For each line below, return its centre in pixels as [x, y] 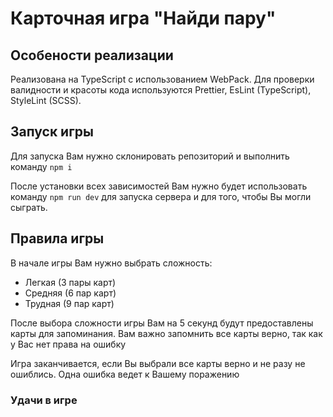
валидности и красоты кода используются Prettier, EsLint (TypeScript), [161, 90]
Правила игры [57, 238]
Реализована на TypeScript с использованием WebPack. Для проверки [162, 79]
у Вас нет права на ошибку [68, 344]
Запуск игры [52, 132]
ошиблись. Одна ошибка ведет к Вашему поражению [125, 374]
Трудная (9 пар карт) [69, 303]
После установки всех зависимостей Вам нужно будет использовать [159, 186]
